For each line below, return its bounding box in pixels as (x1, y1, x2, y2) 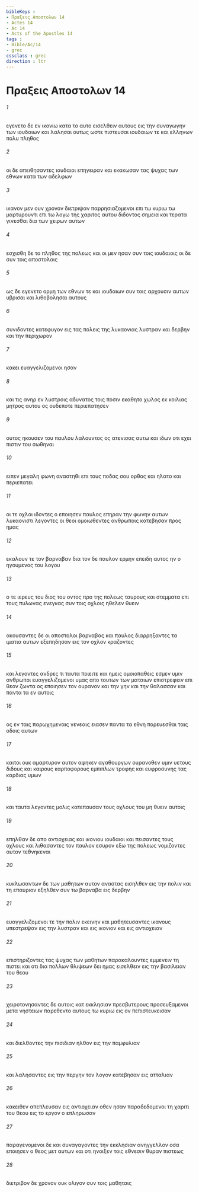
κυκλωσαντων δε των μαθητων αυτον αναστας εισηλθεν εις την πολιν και (6, 880, 191, 887)
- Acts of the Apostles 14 (6, 31, 73, 37)
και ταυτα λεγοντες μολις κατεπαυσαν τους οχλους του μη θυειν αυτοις (6, 804, 185, 811)
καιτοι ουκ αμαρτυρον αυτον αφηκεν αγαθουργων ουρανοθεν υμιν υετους (6, 759, 191, 766)
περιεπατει (6, 478, 33, 486)
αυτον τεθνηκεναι (6, 848, 51, 855)
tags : (6, 36, 23, 42)
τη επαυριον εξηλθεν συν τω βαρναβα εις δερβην (6, 886, 130, 893)
